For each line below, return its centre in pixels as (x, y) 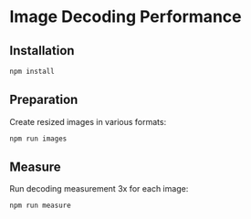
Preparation (44, 100)
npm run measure (40, 206)
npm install (32, 71)
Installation (42, 51)
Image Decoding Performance (125, 17)
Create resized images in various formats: (88, 121)
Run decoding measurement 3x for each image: (99, 189)
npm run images (38, 139)
